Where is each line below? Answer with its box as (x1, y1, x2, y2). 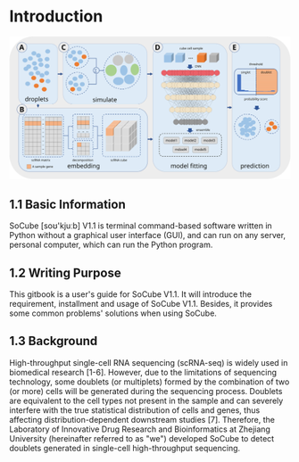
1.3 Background (9, 334, 98, 349)
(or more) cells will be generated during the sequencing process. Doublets (9, 385, 283, 396)
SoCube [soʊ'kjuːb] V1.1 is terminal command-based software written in (9, 220, 272, 231)
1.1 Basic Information (9, 196, 127, 211)
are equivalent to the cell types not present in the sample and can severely (9, 395, 284, 406)
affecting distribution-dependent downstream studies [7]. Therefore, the (9, 414, 275, 425)
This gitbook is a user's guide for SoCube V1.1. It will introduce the (9, 288, 253, 300)
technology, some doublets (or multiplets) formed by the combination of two (9, 376, 290, 387)
